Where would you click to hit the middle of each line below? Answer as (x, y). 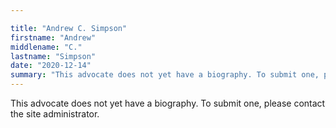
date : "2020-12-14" (51, 66)
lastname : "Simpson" (53, 56)
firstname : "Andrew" (53, 37)
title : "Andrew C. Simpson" (69, 28)
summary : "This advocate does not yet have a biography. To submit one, (165, 75)
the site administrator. (55, 114)
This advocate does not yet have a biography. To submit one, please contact (168, 103)
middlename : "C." (46, 47)
